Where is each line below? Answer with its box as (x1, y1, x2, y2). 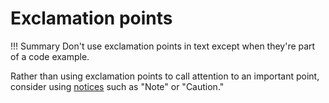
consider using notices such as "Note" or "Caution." (10, 80, 225, 92)
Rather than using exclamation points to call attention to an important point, (10, 70, 320, 82)
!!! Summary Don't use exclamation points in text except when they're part (10, 40, 316, 52)
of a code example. (10, 50, 90, 62)
